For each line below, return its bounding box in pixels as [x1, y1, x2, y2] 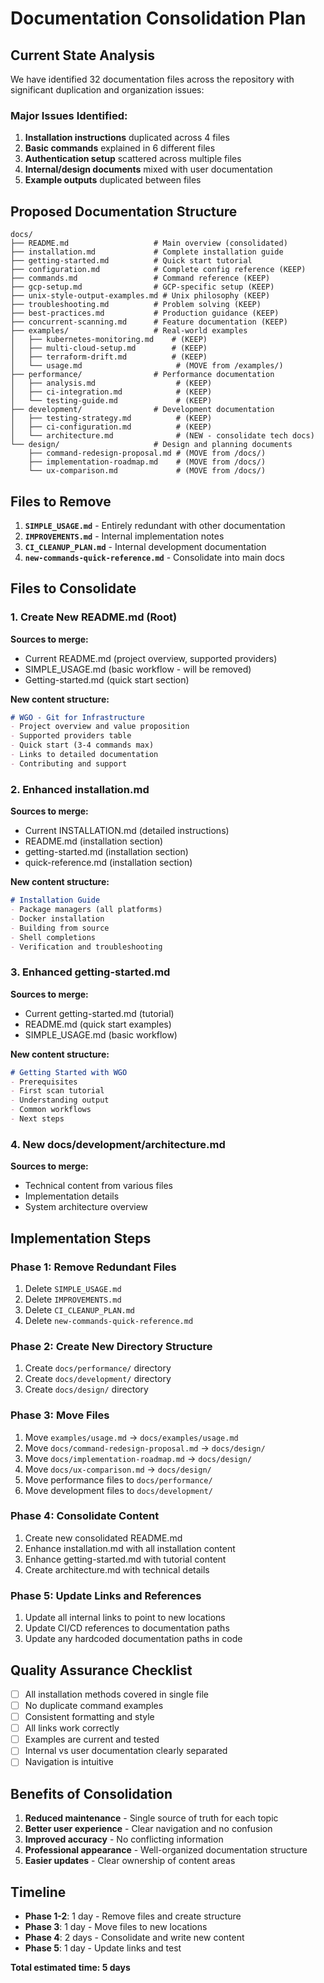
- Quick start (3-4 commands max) [10, 740, 155, 751]
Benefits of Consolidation [10, 1785, 173, 1802]
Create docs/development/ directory [24, 1373, 172, 1385]
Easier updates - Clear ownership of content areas [24, 1855, 236, 1867]
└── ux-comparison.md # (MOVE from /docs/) [28, 466, 267, 476]
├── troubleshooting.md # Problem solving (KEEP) [10, 300, 262, 310]
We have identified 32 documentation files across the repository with [10, 73, 295, 85]
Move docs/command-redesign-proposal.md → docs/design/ [24, 1442, 266, 1454]
